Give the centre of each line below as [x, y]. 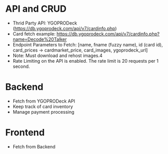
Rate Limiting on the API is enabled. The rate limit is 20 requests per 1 [86, 61]
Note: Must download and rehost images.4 [58, 55]
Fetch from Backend [34, 146]
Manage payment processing [43, 112]
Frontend [25, 133]
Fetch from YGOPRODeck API [44, 101]
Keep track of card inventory [43, 106]
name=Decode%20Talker [40, 39]
